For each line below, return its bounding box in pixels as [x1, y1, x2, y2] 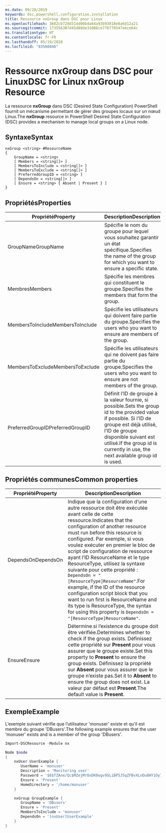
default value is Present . [67, 691, 124, 698]
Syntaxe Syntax [5, 133, 53, 141]
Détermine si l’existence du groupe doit [67, 623, 159, 629]
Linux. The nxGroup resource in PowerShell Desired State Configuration [5, 113, 151, 119]
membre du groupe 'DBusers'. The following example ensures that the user [5, 726, 157, 732]
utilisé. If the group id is [104, 440, 157, 446]
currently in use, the [104, 446, 151, 453]
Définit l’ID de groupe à [104, 390, 158, 397]
